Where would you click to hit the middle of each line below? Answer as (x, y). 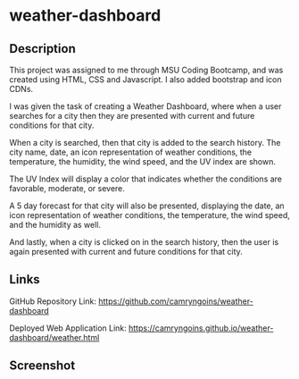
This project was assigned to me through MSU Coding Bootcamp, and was (146, 70)
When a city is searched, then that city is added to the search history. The (145, 143)
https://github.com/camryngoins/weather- (176, 301)
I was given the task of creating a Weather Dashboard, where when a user (145, 106)
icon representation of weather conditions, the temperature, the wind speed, (149, 215)
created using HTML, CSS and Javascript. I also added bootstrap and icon (145, 80)
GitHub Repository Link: (53, 301)
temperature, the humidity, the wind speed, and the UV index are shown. (143, 161)
